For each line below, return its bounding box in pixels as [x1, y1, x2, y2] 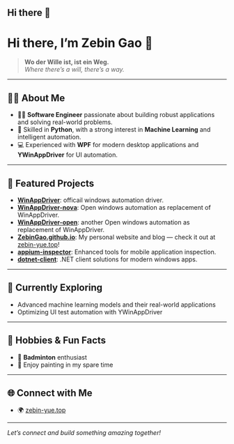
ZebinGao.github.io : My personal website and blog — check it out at [17, 233, 216, 241]
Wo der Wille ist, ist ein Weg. [24, 58, 109, 66]
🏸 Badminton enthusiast [17, 353, 87, 361]
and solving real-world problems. [17, 118, 113, 126]
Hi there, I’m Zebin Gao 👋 [7, 35, 153, 51]
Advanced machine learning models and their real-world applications [17, 300, 216, 309]
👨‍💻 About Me [7, 92, 65, 104]
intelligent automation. [17, 133, 81, 141]
